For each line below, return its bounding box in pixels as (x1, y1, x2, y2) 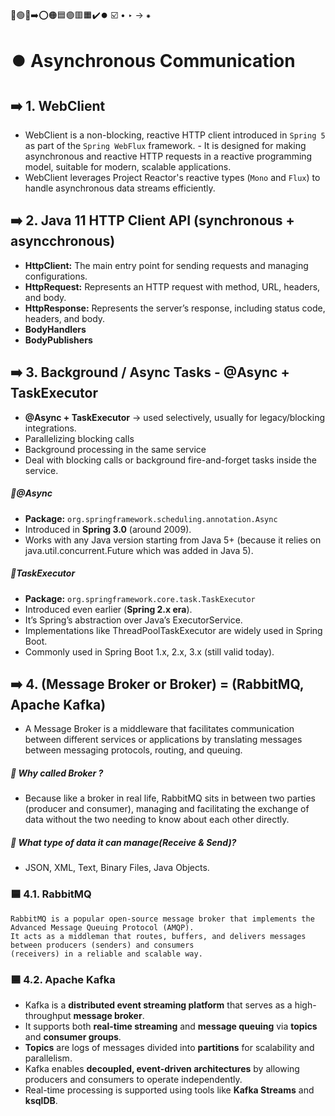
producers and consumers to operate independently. (24, 1073, 243, 1085)
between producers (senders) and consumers (10, 940, 195, 950)
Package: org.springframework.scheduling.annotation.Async (24, 512, 278, 524)
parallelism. (24, 1052, 73, 1064)
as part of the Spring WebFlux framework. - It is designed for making (24, 140, 307, 151)
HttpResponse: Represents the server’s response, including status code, (24, 302, 326, 314)
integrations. (24, 422, 77, 434)
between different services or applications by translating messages (24, 734, 303, 746)
